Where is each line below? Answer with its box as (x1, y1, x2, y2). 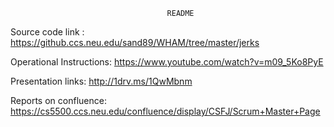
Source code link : (10, 26, 85, 38)
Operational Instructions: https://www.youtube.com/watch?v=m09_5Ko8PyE (10, 56, 324, 68)
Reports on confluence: (10, 95, 107, 106)
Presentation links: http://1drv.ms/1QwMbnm (10, 75, 193, 87)
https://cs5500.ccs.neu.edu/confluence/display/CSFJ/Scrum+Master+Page (10, 105, 321, 117)
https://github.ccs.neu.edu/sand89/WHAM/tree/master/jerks (10, 37, 260, 48)
